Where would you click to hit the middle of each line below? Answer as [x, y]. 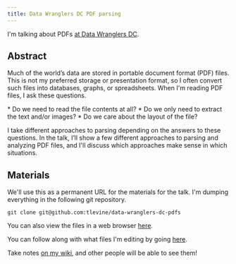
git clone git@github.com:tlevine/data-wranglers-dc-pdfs [94, 212]
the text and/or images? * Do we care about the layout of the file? [103, 116]
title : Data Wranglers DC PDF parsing [64, 14]
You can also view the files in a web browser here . [80, 226]
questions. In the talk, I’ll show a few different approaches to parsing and [113, 138]
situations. [22, 153]
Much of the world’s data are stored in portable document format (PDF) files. [118, 73]
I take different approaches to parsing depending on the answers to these [114, 131]
